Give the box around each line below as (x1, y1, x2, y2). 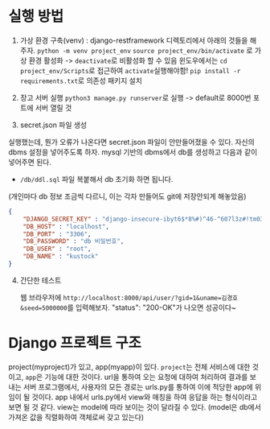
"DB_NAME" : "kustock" (22, 253, 99, 261)
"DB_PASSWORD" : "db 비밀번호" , (22, 237, 125, 245)
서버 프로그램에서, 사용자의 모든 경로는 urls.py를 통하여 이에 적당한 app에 (22, 382, 253, 391)
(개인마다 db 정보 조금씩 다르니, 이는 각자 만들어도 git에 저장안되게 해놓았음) (8, 191, 247, 201)
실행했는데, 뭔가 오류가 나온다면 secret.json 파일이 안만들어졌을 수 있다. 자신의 (8, 137, 255, 146)
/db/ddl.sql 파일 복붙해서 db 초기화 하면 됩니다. (19, 174, 174, 184)
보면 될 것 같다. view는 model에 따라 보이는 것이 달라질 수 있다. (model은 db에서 (8, 402, 261, 411)
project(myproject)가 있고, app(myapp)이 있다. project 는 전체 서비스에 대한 (8, 361, 251, 371)
